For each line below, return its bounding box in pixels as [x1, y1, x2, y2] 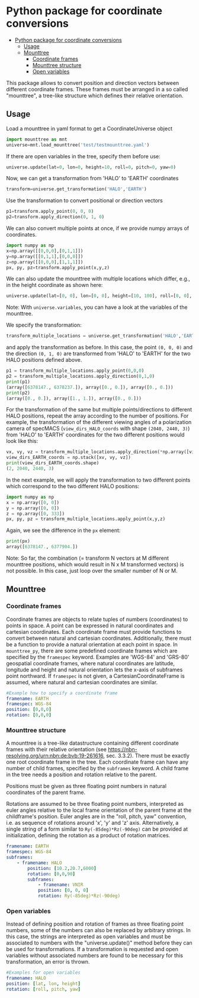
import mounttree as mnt [6, 136, 68, 142]
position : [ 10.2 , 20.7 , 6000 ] [27, 865, 97, 871]
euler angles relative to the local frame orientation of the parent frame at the [6, 806, 192, 814]
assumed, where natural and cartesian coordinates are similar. [6, 678, 158, 685]
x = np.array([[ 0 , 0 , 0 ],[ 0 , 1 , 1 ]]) [6, 248, 84, 254]
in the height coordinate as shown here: [6, 282, 103, 289]
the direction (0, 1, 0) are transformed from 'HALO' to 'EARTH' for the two [6, 350, 191, 357]
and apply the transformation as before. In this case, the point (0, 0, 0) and [6, 344, 193, 351]
